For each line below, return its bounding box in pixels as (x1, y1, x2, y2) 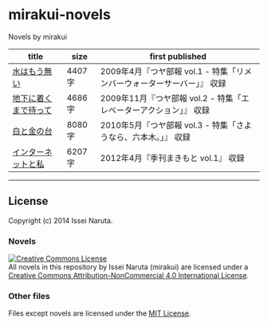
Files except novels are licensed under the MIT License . (8, 308, 191, 318)
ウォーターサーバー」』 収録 (124, 77, 227, 88)
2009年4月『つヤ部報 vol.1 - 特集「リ (100, 65, 245, 77)
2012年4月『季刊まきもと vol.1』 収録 (100, 152, 245, 163)
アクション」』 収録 (139, 104, 210, 116)
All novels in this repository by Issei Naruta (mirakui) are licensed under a (8, 262, 249, 272)
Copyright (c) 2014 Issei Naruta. (8, 215, 113, 225)
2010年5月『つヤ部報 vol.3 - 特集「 (100, 120, 237, 131)
